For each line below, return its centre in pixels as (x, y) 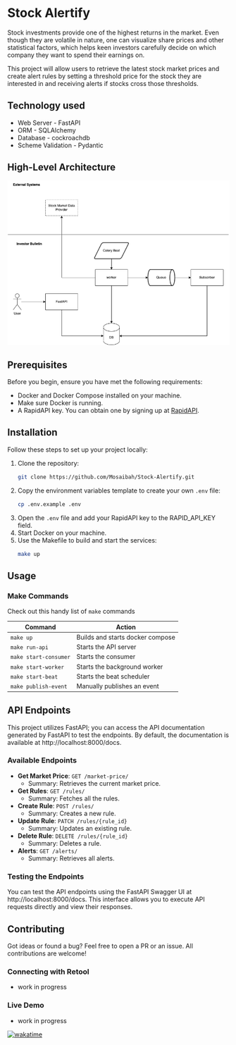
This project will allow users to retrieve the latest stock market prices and (113, 68)
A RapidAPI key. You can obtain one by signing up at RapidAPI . (108, 411)
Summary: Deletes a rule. (65, 843)
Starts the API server (106, 647)
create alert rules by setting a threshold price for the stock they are (105, 76)
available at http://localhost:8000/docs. (64, 742)
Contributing (36, 929)
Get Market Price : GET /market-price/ (73, 776)
